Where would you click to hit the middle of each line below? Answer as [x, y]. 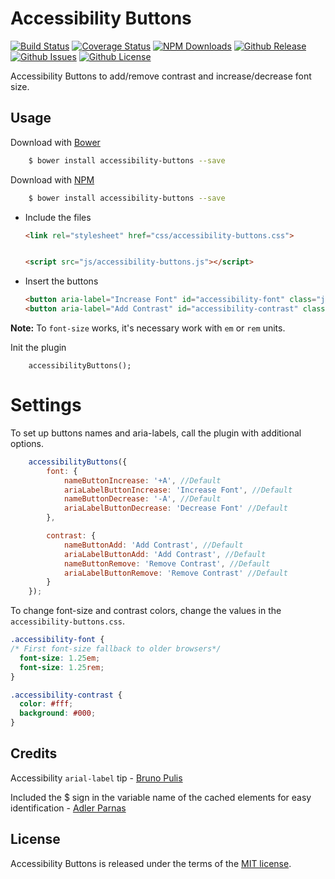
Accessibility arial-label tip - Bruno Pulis [96, 778]
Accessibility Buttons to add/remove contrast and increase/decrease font [161, 76]
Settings [46, 405]
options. [27, 443]
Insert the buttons [61, 281]
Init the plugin [38, 347]
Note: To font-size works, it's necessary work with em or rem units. [148, 328]
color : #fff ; [46, 704]
